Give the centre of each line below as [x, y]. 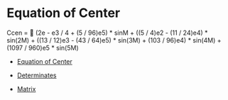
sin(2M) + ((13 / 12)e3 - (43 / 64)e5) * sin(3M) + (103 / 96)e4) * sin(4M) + [114, 40]
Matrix [26, 89]
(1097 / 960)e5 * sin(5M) [43, 48]
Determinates [37, 75]
